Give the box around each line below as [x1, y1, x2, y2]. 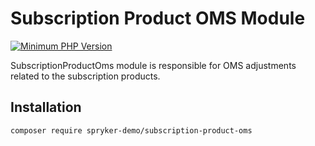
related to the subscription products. [10, 70, 161, 82]
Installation [10, 99, 82, 116]
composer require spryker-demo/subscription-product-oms [10, 125, 253, 136]
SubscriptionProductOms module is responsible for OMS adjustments [10, 59, 297, 71]
